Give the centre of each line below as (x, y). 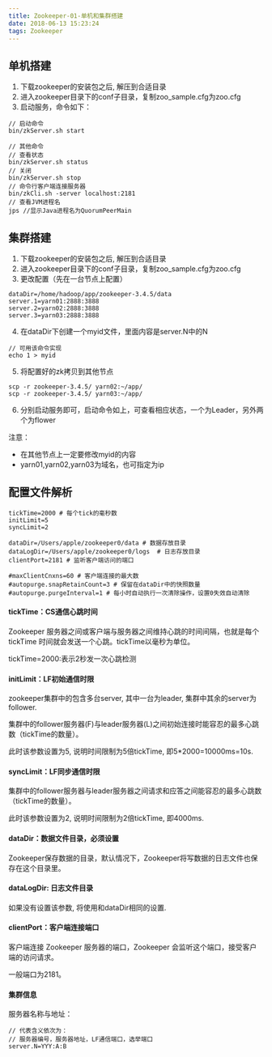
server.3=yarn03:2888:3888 (54, 316)
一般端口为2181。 (37, 974)
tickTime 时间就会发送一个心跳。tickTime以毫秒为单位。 (102, 642)
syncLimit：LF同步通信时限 (54, 771)
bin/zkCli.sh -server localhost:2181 (72, 194)
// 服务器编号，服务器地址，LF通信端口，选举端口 (81, 1040)
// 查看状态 (26, 155)
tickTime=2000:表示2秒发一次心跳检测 (72, 659)
